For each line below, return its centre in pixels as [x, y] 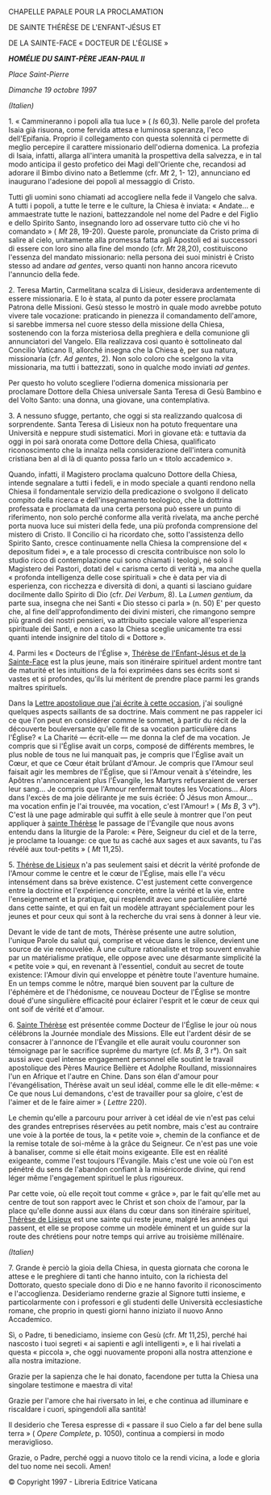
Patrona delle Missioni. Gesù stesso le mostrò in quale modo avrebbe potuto [135, 307]
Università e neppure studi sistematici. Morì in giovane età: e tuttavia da [127, 433]
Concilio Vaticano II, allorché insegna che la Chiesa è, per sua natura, [123, 350]
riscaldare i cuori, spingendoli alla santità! [77, 1409]
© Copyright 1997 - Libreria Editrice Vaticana [83, 1482]
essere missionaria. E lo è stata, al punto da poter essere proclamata [122, 299]
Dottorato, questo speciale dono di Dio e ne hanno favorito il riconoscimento [135, 1285]
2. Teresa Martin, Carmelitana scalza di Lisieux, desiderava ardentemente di [134, 290]
